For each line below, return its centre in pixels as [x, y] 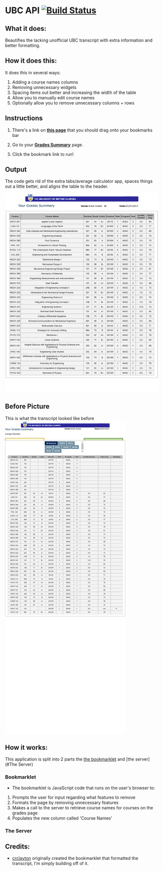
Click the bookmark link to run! [43, 154]
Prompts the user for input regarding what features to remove [74, 797]
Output [16, 169]
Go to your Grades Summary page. [48, 145]
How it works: [26, 748]
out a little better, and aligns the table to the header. [57, 186]
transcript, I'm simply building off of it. [50, 864]
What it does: [26, 29]
